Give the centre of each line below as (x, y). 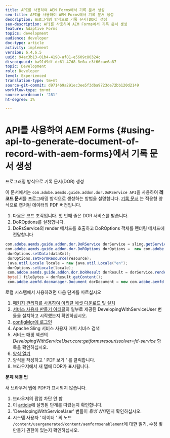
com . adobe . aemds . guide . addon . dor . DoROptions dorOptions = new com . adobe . (86, 249)
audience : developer (27, 38)
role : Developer (22, 71)
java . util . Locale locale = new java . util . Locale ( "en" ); (68, 263)
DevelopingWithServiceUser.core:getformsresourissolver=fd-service (84, 341)
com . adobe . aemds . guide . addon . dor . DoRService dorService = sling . (75, 244)
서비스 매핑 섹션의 (30, 335)
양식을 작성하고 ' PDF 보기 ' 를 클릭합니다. (54, 360)
